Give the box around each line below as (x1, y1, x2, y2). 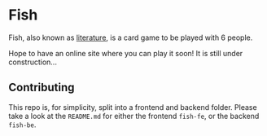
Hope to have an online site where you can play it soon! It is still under (8, 48, 243, 58)
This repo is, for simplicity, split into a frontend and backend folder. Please (8, 102, 258, 112)
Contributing (8, 81, 75, 94)
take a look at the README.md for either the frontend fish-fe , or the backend (8, 111, 260, 121)
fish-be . (8, 120, 37, 129)
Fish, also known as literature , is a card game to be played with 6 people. (8, 33, 253, 42)
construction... (8, 57, 57, 67)
